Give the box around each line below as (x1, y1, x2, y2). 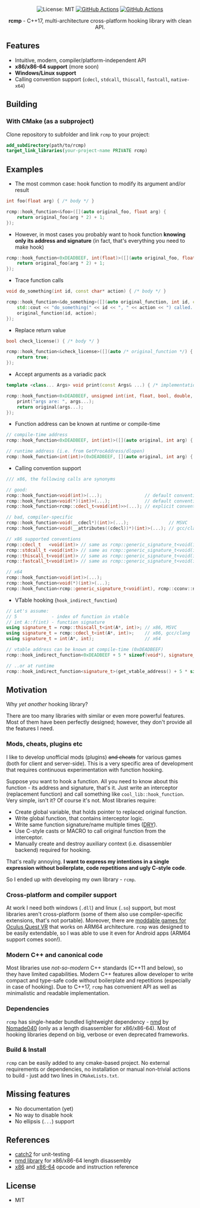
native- (170, 76, 190, 83)
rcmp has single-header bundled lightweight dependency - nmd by (6, 1018, 169, 1025)
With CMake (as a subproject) (6, 117, 94, 125)
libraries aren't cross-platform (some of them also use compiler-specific (6, 910, 183, 917)
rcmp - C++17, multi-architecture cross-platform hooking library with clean (8, 17, 192, 24)
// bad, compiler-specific (6, 514, 73, 520)
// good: (6, 487, 28, 493)
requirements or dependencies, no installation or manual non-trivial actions (6, 1065, 190, 1073)
